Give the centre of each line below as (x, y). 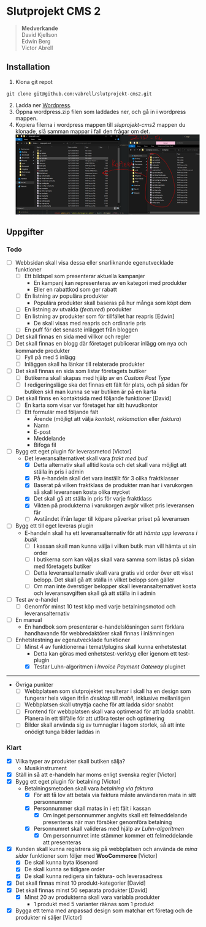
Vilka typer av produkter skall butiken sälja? (70, 761)
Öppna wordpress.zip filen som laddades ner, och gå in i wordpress (101, 112)
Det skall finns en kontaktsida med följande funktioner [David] (93, 398)
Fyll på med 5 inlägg (50, 357)
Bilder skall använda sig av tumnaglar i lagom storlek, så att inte (105, 725)
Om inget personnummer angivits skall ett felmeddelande (115, 815)
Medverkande (40, 28)
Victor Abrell (37, 48)
